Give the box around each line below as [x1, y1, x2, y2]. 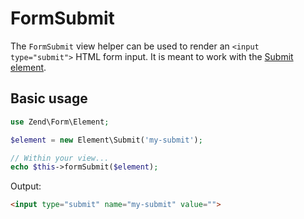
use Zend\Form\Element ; [10, 117, 110, 127]
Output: [10, 180, 42, 192]
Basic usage [10, 90, 88, 107]
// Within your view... [10, 153, 110, 163]
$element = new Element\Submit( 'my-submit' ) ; [10, 135, 203, 145]
